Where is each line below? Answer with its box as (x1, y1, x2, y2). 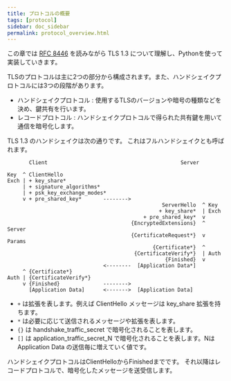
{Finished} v (165, 256, 206, 263)
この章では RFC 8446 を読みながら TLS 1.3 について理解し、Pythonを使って (7, 49, 223, 57)
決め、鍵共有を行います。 (17, 105, 90, 113)
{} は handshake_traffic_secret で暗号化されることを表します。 (17, 326, 197, 334)
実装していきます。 (7, 58, 62, 67)
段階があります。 (59, 81, 108, 90)
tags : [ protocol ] (7, 17, 57, 24)
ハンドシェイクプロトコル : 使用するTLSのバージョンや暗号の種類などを (17, 96, 222, 105)
